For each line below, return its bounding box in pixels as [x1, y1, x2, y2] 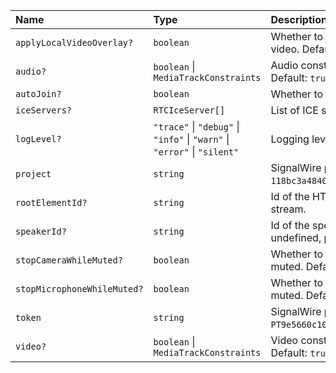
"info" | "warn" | [153, 132, 230, 146]
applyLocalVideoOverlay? [15, 37, 134, 48]
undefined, [270, 231, 322, 244]
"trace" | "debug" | [153, 120, 240, 133]
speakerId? [15, 226, 67, 237]
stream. [270, 202, 307, 216]
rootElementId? [15, 197, 88, 208]
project [15, 169, 52, 179]
